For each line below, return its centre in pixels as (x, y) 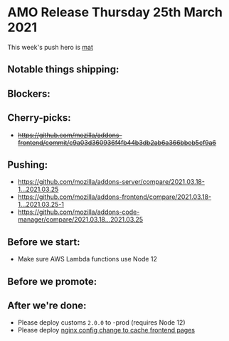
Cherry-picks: (39, 118)
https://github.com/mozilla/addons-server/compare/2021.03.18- (111, 182)
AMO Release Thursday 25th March (115, 12)
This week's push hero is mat (50, 47)
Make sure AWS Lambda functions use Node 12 (87, 259)
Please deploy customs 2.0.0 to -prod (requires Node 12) (101, 323)
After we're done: (47, 305)
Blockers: (29, 93)
